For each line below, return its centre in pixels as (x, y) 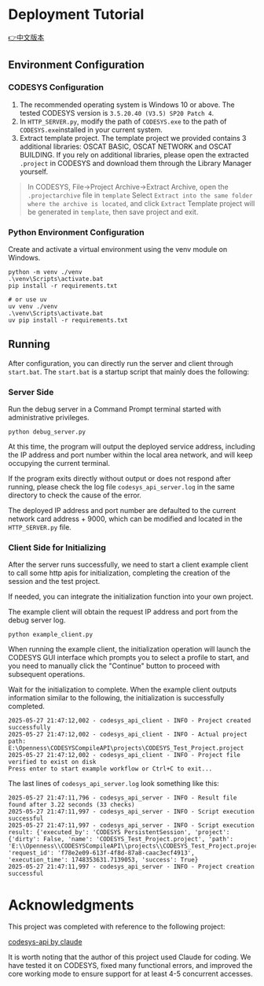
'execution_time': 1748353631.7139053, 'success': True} (103, 860)
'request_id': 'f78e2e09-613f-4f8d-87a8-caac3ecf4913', (101, 853)
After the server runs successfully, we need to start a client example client (128, 565)
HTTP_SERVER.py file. (40, 527)
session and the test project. (54, 582)
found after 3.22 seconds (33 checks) (71, 805)
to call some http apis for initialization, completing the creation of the (119, 573)
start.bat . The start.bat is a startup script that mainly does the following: (129, 371)
